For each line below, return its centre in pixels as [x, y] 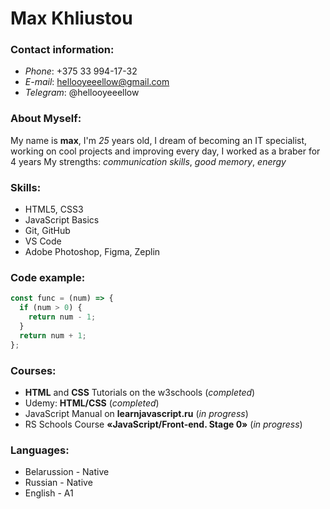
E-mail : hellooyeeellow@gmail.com [97, 82]
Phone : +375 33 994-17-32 [81, 71]
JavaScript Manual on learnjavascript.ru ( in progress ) [136, 413]
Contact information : [62, 50]
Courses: [33, 370]
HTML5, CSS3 [54, 209]
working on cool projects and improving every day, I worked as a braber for [165, 151]
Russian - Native [58, 483]
